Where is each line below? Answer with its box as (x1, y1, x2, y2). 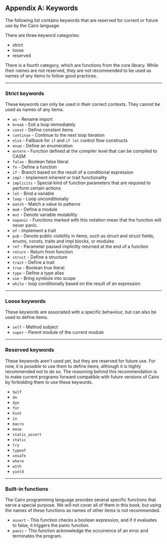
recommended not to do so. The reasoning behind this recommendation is (5, 368, 158, 374)
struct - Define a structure (12, 254, 68, 260)
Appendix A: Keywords (5, 4, 79, 12)
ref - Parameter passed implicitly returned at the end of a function (12, 244, 149, 250)
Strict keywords (5, 90, 45, 97)
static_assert (12, 432, 42, 437)
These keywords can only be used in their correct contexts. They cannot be (5, 101, 161, 107)
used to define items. (5, 314, 49, 320)
